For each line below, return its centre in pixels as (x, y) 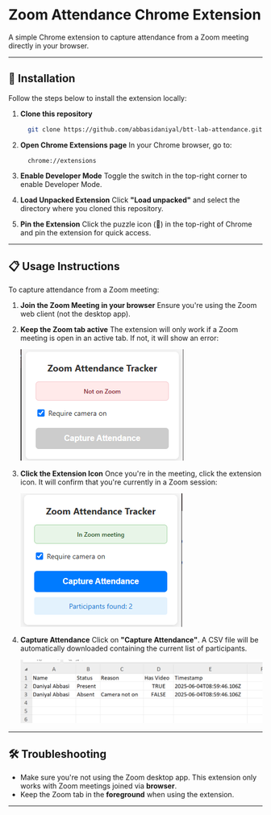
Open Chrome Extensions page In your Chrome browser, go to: (126, 145)
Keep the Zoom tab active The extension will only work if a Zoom (129, 330)
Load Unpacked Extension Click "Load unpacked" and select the (130, 200)
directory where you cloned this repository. (92, 208)
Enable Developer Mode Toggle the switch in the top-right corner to (133, 176)
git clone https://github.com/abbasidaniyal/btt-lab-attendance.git (145, 129)
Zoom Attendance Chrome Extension (135, 15)
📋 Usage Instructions (64, 266)
